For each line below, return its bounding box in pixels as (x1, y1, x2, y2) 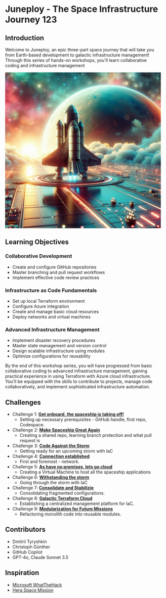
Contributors (5, 525, 46, 534)
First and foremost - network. (19, 459, 80, 464)
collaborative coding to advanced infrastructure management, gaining (5, 368, 147, 374)
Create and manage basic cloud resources (12, 308, 99, 315)
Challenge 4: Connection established (12, 454, 90, 460)
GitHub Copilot (12, 549, 43, 555)
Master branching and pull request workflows (12, 269, 105, 275)
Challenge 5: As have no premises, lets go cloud (12, 464, 113, 470)
